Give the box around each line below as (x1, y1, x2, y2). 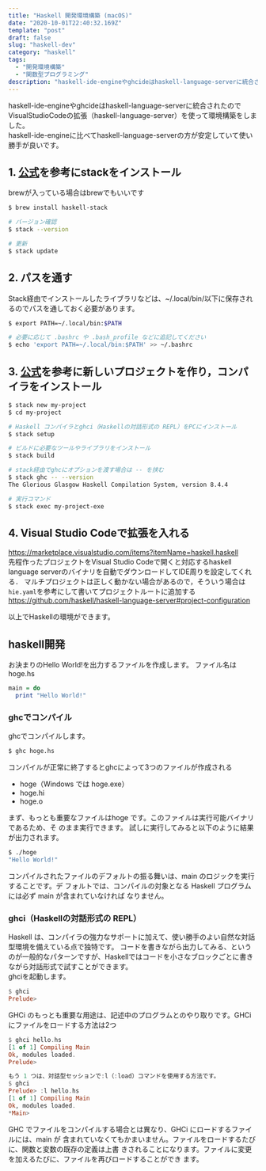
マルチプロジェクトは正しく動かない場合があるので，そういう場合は (23, 577, 246, 587)
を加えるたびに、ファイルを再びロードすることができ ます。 (8, 1154, 203, 1164)
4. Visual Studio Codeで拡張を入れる (8, 526, 190, 539)
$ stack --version (8, 226, 69, 234)
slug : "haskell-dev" (8, 41, 77, 49)
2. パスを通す (8, 271, 73, 285)
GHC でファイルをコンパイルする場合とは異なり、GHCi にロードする (8, 1124, 232, 1134)
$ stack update (8, 247, 59, 255)
